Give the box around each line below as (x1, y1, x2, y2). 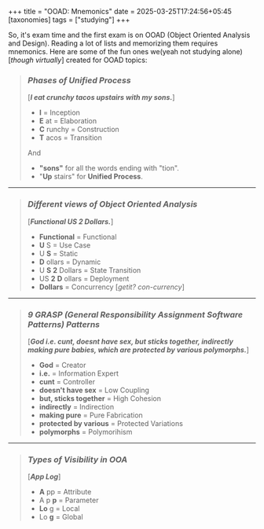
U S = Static (38, 248, 79, 258)
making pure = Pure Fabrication (38, 410, 143, 420)
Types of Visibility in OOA (27, 454, 128, 465)
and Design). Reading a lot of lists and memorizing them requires (8, 39, 218, 48)
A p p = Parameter (38, 495, 99, 505)
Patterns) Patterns (27, 318, 101, 329)
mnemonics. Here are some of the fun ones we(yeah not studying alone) (8, 47, 244, 56)
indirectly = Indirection (38, 402, 115, 411)
